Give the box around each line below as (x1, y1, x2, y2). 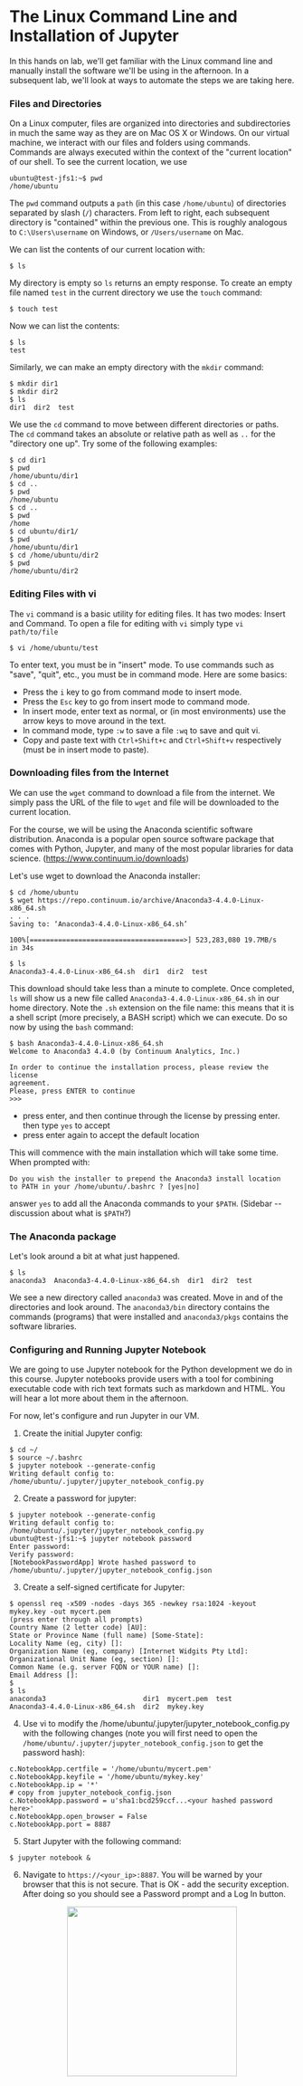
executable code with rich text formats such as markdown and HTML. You (9, 1383, 286, 1394)
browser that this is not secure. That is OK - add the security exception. (22, 1879, 289, 1890)
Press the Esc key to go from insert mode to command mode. (22, 695, 251, 707)
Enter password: (9, 1542, 71, 1552)
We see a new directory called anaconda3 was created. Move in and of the (9, 1292, 283, 1303)
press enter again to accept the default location (22, 1129, 200, 1140)
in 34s (9, 943, 34, 952)
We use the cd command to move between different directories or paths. (9, 419, 279, 430)
